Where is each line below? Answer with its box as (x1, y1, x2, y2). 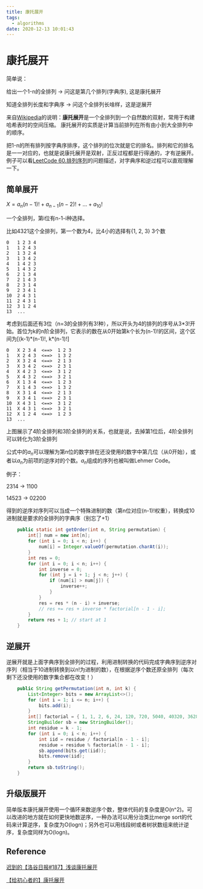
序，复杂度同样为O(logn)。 (6, 828, 73, 836)
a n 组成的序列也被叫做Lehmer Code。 (80, 456, 174, 465)
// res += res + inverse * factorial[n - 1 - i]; (38, 606, 166, 612)
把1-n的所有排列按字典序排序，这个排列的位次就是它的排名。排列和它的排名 (6, 142, 195, 149)
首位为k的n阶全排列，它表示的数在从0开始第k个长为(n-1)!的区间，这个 (16, 327, 191, 334)
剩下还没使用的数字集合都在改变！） (6, 673, 97, 680)
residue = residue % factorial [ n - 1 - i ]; (38, 742, 150, 748)
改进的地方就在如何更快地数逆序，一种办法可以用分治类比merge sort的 (11, 813, 187, 820)
